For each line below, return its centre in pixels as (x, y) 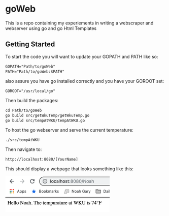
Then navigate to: (24, 149)
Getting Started (30, 44)
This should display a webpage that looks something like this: (69, 169)
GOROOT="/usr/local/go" (30, 91)
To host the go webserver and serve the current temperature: (69, 130)
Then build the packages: (32, 100)
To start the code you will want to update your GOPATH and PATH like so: (82, 56)
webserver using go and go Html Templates (51, 28)
